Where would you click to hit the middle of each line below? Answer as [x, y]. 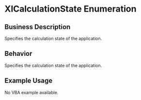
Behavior [18, 54]
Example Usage [29, 81]
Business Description [38, 27]
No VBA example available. [31, 92]
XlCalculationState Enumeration [70, 9]
